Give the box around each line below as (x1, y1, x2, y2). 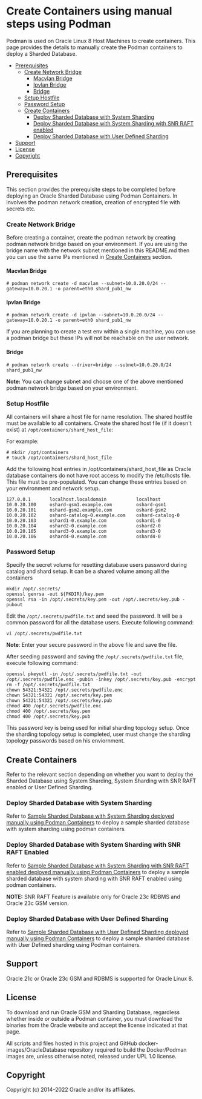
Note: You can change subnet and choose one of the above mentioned (6, 378, 183, 385)
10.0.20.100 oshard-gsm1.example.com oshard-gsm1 (6, 501, 166, 507)
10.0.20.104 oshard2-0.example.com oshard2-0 (6, 523, 161, 529)
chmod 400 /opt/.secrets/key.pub (6, 713, 91, 720)
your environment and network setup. (6, 484, 100, 492)
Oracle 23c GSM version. (6, 899, 69, 907)
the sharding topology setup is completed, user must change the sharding (6, 730, 191, 738)
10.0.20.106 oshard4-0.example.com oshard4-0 (6, 533, 161, 539)
